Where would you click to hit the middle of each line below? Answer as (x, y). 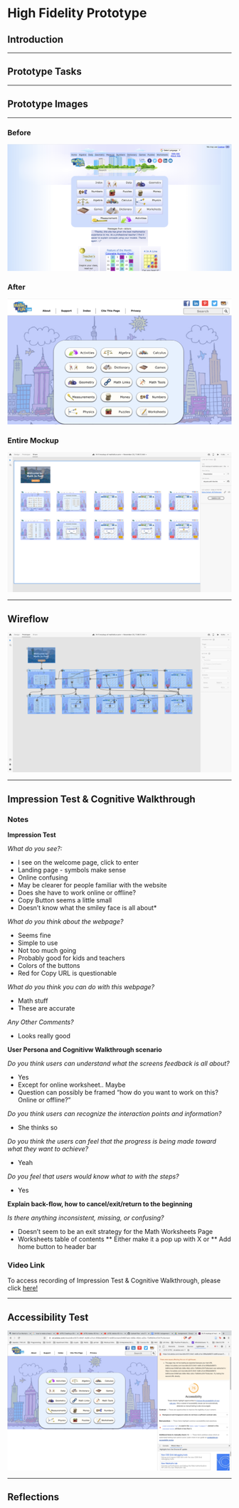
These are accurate (46, 1008)
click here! (23, 1288)
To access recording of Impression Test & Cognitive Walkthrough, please (114, 1281)
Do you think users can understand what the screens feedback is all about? (118, 1063)
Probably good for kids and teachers (71, 958)
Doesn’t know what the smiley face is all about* (87, 907)
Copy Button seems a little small (65, 900)
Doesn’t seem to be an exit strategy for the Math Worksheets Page (115, 1231)
